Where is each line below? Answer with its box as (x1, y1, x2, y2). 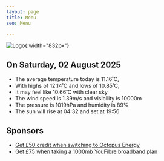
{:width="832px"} (25, 42, 70, 49)
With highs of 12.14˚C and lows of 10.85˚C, (15, 82, 120, 90)
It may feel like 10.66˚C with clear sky (15, 88, 108, 96)
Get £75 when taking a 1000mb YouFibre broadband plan (15, 148, 158, 155)
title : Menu (6, 15, 36, 21)
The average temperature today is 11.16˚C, (15, 76, 119, 83)
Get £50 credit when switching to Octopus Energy (15, 142, 140, 148)
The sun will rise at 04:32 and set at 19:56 (15, 108, 120, 115)
